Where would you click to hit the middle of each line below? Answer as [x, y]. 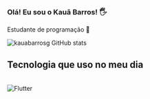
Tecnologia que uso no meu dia [75, 64]
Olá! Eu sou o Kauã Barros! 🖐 [57, 12]
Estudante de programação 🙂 [49, 30]
